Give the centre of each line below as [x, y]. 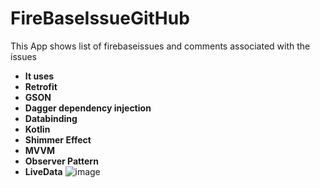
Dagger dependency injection [88, 108]
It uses [39, 76]
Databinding [51, 118]
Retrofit [41, 86]
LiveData [43, 171]
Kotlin [37, 129]
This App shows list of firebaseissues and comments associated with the [160, 46]
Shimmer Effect [58, 139]
